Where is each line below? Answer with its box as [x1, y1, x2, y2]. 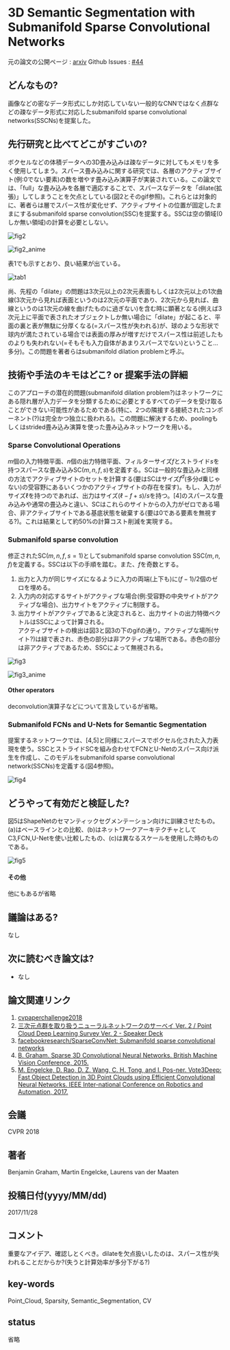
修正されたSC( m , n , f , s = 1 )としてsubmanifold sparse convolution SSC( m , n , [8, 551, 221, 560]
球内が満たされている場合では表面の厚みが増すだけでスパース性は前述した [8, 330, 218, 338]
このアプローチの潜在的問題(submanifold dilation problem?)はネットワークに [8, 389, 223, 397]
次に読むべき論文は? [8, 953, 94, 965]
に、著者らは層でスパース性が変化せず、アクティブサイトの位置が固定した [8, 201, 216, 209]
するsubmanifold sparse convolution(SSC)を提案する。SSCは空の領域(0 [20, 209, 223, 218]
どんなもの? [8, 80, 58, 91]
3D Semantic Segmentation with [8, 5, 196, 21]
